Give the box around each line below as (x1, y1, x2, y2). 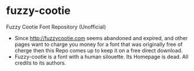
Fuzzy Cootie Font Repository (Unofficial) (6, 23, 106, 30)
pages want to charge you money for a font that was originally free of (14, 41, 183, 48)
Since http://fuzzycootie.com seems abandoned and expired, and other (14, 34, 188, 41)
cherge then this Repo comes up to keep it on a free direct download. (14, 47, 183, 54)
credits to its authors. (14, 59, 66, 66)
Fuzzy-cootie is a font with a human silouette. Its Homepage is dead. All (14, 53, 189, 60)
